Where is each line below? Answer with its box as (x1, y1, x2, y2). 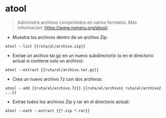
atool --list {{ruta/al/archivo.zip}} (5, 44, 85, 49)
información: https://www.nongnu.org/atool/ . (17, 24, 109, 30)
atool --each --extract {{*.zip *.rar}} (5, 108, 90, 113)
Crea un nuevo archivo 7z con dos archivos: (12, 76, 103, 82)
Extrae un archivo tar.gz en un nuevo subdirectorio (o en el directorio (12, 53, 154, 59)
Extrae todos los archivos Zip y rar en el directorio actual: (12, 99, 130, 105)
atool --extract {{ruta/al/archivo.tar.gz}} (5, 67, 99, 72)
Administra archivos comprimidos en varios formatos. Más (17, 19, 137, 25)
